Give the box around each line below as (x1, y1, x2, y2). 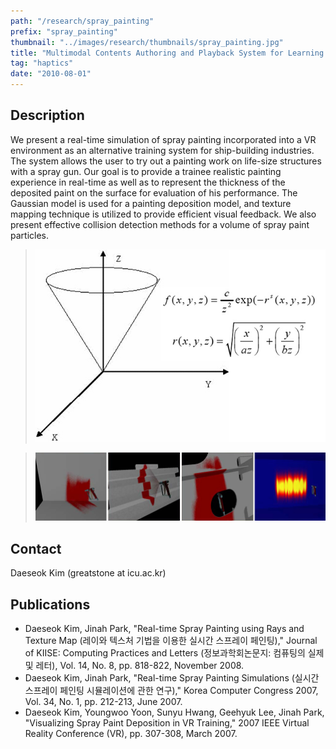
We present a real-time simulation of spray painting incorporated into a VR (10, 133, 317, 145)
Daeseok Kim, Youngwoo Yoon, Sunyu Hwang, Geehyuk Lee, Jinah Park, (24, 706, 325, 719)
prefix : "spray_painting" (10, 26, 118, 37)
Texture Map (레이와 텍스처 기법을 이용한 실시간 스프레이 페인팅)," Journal (24, 635, 318, 647)
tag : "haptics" (10, 58, 74, 69)
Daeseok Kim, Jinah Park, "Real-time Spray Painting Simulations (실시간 (24, 672, 320, 684)
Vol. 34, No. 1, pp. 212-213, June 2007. (24, 696, 183, 708)
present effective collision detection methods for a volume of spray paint (10, 218, 310, 230)
